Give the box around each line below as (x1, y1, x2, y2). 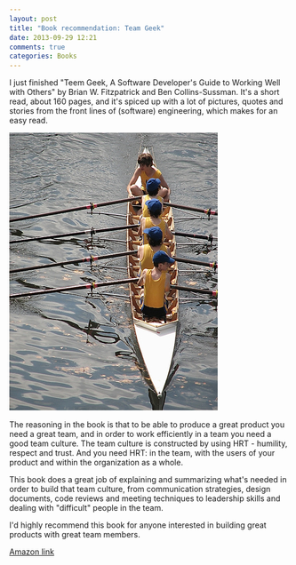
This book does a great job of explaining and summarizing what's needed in (9, 474, 287, 485)
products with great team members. (9, 529, 140, 540)
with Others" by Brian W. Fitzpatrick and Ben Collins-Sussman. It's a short (9, 87, 280, 98)
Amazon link (9, 546, 55, 557)
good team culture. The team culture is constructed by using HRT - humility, (9, 438, 288, 449)
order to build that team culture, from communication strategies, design (9, 484, 271, 495)
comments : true (9, 43, 66, 52)
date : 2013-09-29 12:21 (9, 33, 98, 42)
